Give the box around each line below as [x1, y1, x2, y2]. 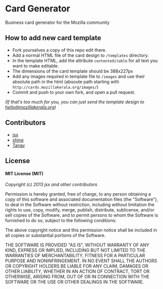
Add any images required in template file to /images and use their [12, 73, 145, 79]
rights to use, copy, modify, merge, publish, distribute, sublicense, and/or [5, 207, 155, 213]
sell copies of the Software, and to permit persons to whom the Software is [5, 212, 159, 218]
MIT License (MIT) [5, 170, 44, 176]
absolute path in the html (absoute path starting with [12, 78, 119, 84]
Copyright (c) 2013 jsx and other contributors [5, 182, 98, 188]
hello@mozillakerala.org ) [5, 104, 56, 110]
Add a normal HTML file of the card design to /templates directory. [12, 52, 149, 58]
